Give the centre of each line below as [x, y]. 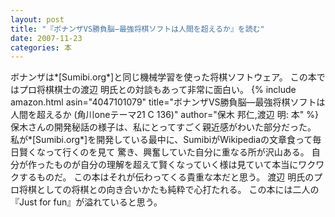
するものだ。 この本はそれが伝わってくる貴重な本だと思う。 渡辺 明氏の [166, 177]
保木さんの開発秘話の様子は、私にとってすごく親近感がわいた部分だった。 [163, 127]
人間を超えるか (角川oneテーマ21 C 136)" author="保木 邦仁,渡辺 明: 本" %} [164, 115]
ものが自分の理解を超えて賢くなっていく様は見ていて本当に [176, 165]
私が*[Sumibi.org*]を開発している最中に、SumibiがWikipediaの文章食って [161, 140]
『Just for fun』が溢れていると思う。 [86, 202]
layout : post [37, 19]
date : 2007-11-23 [46, 38]
